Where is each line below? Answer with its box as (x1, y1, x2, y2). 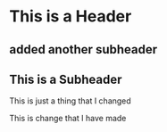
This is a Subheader (9, 71, 122, 87)
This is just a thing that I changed (9, 95, 131, 106)
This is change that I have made (9, 113, 127, 124)
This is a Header (9, 6, 132, 27)
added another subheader (9, 42, 158, 57)
